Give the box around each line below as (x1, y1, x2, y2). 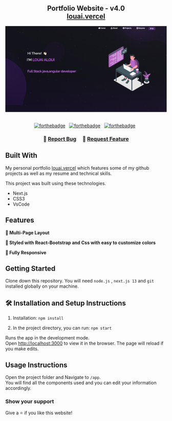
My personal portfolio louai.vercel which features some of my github (5, 165, 149, 171)
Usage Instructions (5, 360, 68, 369)
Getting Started (5, 264, 56, 273)
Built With (5, 151, 37, 160)
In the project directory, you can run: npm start (12, 325, 112, 331)
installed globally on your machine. (5, 283, 79, 289)
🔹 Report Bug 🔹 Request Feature (43, 135, 129, 143)
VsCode (12, 201, 30, 207)
